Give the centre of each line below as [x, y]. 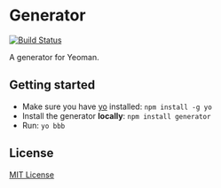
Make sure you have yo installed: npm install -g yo [117, 106]
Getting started [52, 85]
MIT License [32, 175]
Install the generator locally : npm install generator [116, 115]
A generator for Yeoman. [54, 57]
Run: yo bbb [43, 125]
